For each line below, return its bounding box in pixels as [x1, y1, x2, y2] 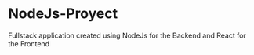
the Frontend [8, 38, 49, 48]
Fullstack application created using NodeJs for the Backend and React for [8, 31, 247, 40]
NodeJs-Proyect [8, 5, 118, 23]
